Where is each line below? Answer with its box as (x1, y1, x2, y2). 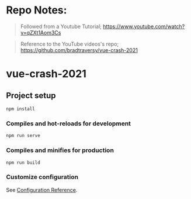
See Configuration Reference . (6, 186, 78, 193)
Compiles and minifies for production (6, 146, 114, 155)
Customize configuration (6, 173, 79, 181)
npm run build (6, 159, 41, 166)
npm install (6, 106, 35, 112)
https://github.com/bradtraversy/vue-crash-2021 (20, 46, 138, 53)
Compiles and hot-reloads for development (6, 119, 131, 128)
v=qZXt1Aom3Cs (20, 29, 61, 36)
